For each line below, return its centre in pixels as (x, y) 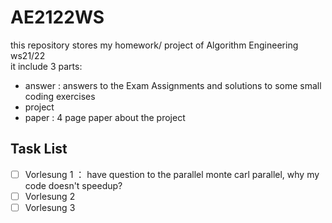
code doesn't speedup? (73, 185)
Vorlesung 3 (50, 207)
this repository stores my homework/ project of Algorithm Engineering (154, 45)
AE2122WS (57, 17)
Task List (39, 149)
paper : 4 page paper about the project (105, 117)
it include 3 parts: (46, 66)
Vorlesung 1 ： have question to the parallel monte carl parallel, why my (172, 174)
